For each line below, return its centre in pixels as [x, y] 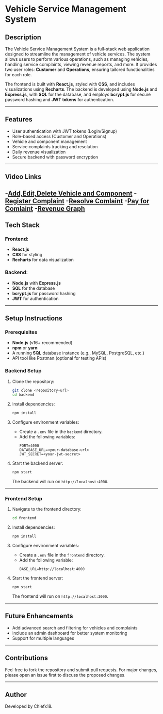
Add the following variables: [47, 437]
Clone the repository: [33, 381]
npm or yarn [25, 348]
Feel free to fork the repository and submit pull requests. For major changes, [81, 670]
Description [23, 37]
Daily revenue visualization [39, 152]
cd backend [23, 395]
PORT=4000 [29, 446]
